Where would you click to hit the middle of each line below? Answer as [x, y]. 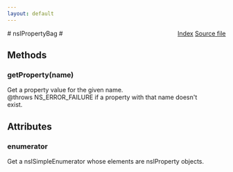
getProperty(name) [41, 75]
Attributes [29, 127]
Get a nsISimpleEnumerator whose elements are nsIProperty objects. [106, 161]
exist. [15, 105]
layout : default [31, 14]
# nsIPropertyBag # [35, 33]
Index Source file [202, 33]
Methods [27, 55]
